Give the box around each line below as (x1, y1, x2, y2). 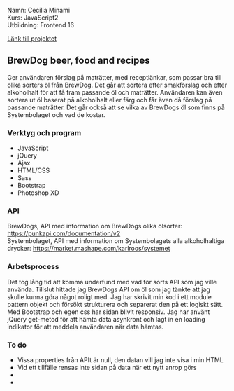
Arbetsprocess (7, 262, 59, 272)
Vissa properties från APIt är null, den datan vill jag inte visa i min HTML (17, 356, 224, 364)
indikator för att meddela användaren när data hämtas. (7, 322, 164, 331)
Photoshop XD (17, 188, 59, 197)
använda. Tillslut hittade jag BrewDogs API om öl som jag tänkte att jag (7, 285, 211, 294)
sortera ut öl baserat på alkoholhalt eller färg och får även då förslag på (7, 95, 212, 104)
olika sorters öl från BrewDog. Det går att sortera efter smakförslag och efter (7, 81, 228, 89)
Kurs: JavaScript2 (7, 13, 59, 22)
